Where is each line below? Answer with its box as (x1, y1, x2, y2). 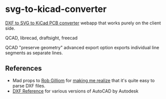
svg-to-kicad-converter (5, 3, 107, 15)
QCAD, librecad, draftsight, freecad (5, 35, 78, 41)
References (5, 64, 42, 73)
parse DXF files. (12, 83, 46, 89)
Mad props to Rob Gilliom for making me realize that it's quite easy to (12, 77, 155, 83)
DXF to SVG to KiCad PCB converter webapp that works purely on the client (5, 20, 161, 26)
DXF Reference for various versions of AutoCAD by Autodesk (12, 88, 138, 94)
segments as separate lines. (5, 50, 63, 56)
